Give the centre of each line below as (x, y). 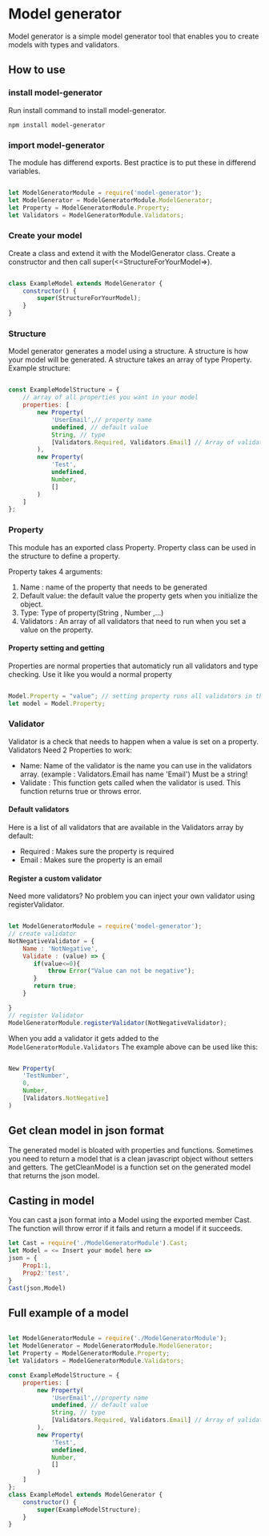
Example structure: (39, 368)
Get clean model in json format (86, 1131)
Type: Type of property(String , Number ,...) (92, 612)
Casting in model (51, 1201)
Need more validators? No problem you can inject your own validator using (132, 896)
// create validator (43, 934)
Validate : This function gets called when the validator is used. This (130, 782)
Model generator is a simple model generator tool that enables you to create (134, 36)
